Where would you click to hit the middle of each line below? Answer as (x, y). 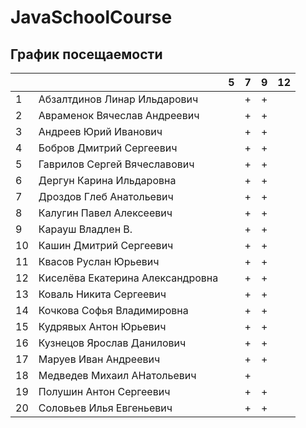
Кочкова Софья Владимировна (113, 310)
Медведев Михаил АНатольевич (117, 375)
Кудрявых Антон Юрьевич (102, 326)
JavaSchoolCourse (91, 17)
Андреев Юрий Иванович (100, 131)
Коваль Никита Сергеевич (102, 294)
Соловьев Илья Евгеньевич (105, 408)
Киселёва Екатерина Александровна (128, 278)
